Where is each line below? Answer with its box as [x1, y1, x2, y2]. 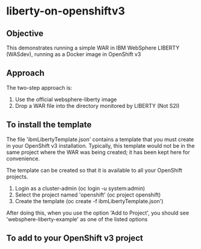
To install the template [6, 119, 92, 130]
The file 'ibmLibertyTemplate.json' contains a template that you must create [6, 136, 194, 143]
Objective [6, 28, 44, 39]
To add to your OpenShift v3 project [6, 233, 144, 244]
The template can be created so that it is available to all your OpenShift [6, 166, 182, 174]
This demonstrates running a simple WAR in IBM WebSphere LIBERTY [6, 44, 180, 51]
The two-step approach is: [6, 84, 72, 91]
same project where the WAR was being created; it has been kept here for [6, 148, 190, 156]
